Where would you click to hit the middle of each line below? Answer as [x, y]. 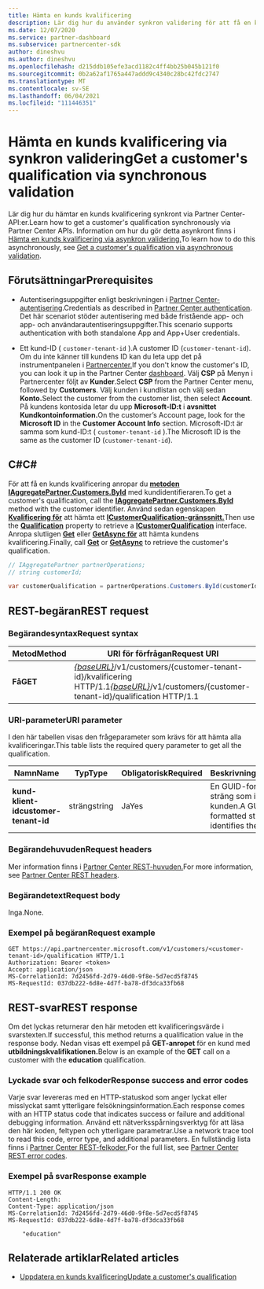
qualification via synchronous [108, 176]
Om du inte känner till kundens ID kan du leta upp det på [110, 356]
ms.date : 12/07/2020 [42, 30]
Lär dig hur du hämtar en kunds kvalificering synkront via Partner [114, 214]
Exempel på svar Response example [77, 1177]
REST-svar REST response [73, 1007]
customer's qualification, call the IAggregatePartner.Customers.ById [121, 500]
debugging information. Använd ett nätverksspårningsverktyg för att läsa [126, 1122]
